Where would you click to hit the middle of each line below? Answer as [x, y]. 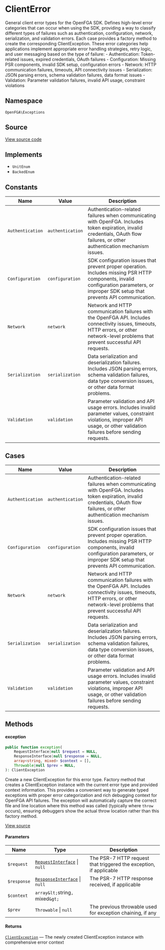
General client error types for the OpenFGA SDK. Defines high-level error [79, 23]
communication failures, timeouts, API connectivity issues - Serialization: [79, 69]
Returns [14, 926]
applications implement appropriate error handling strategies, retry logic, [79, 49]
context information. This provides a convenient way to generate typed [77, 790]
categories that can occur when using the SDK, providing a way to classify [81, 28]
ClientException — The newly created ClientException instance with [74, 937]
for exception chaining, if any [123, 913]
